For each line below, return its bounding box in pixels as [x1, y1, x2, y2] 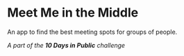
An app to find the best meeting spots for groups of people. [7, 28, 178, 36]
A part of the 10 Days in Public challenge [7, 41, 126, 49]
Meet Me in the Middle [7, 5, 139, 21]
